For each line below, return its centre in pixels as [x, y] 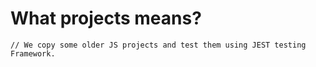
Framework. [33, 53]
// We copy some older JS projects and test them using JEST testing [158, 45]
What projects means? [106, 18]
